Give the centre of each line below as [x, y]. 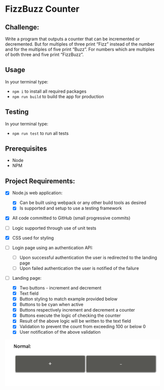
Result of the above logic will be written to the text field [75, 321]
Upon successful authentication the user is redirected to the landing [88, 257]
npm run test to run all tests [40, 133]
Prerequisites [26, 149]
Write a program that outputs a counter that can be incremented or [72, 39]
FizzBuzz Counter [42, 9]
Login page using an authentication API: [53, 247]
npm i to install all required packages [49, 91]
